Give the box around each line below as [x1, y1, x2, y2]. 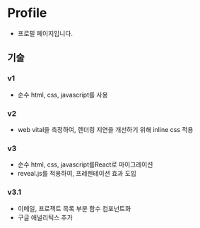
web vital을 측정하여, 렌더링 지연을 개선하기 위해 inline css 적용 [17, 125, 194, 133]
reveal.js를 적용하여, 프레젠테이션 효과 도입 [17, 169, 136, 178]
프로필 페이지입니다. [17, 29, 73, 37]
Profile [7, 5, 47, 21]
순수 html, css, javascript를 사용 [17, 90, 108, 99]
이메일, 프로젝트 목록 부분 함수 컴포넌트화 [17, 204, 131, 212]
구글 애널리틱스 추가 [17, 213, 73, 222]
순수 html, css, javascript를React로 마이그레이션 [17, 160, 153, 169]
